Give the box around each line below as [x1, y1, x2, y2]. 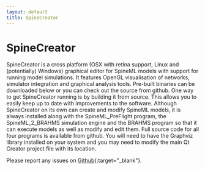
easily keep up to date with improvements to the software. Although [6, 100, 177, 107]
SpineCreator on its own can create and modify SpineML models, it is [6, 106, 181, 113]
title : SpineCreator [6, 15, 59, 21]
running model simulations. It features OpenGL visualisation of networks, [6, 74, 190, 81]
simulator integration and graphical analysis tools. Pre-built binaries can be [6, 80, 195, 88]
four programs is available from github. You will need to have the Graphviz [6, 132, 193, 140]
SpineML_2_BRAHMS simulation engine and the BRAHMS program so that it [6, 119, 197, 127]
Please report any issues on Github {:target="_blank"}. [6, 157, 142, 165]
